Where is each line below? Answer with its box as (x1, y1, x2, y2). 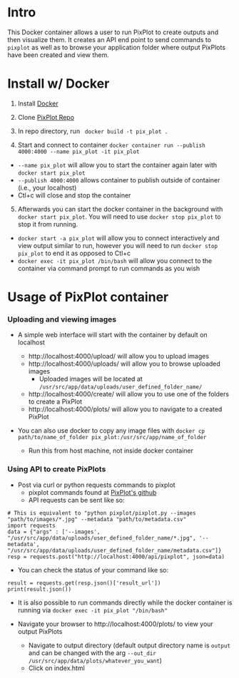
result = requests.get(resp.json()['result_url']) (7, 579, 161, 587)
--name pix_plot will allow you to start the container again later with (17, 160, 218, 169)
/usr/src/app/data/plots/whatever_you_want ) (28, 656, 163, 664)
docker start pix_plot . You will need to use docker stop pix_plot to (17, 212, 221, 221)
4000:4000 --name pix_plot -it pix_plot (17, 148, 140, 155)
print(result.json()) (7, 585, 72, 592)
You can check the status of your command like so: (17, 565, 169, 574)
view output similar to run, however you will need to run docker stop (17, 241, 218, 250)
